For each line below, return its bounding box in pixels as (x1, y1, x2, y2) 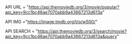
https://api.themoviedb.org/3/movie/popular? (28, 4, 120, 10)
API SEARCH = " (5, 28, 38, 34)
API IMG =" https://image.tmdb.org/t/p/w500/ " (5, 19, 98, 24)
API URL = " (5, 4, 29, 10)
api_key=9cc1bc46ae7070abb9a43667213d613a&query (5, 34, 117, 39)
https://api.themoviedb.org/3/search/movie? (37, 28, 127, 34)
